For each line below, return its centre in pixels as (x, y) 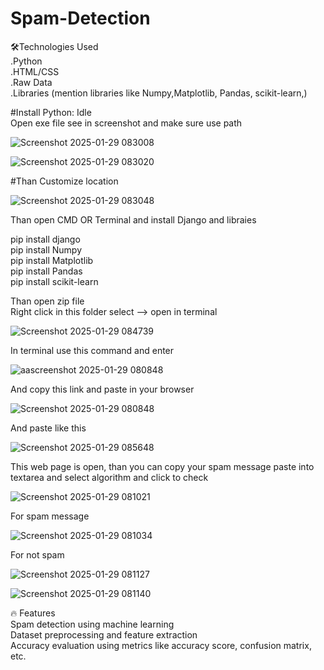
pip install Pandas (46, 271)
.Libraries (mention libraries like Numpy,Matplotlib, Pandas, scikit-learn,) (159, 93)
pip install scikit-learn (54, 281)
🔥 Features (33, 613)
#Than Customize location (64, 181)
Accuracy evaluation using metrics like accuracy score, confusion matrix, (161, 645)
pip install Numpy (46, 249)
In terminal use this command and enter (92, 350)
